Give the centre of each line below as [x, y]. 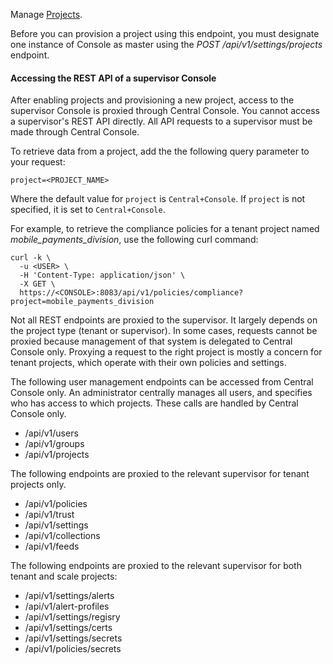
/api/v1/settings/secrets [73, 638]
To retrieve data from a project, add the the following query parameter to [160, 151]
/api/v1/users [51, 433]
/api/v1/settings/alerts [69, 596]
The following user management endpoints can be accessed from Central [162, 382]
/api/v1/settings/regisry [72, 617]
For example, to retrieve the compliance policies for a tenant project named [165, 229]
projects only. [38, 485]
